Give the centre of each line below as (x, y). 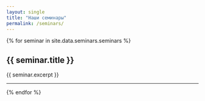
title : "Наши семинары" (37, 18)
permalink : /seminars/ (35, 23)
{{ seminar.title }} (40, 60)
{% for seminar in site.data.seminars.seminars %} (69, 41)
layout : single (26, 12)
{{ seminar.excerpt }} (33, 75)
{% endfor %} (24, 92)
